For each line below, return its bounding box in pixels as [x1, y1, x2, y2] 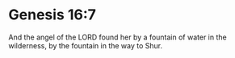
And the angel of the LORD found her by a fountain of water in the [8, 32, 228, 42]
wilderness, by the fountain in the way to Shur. [8, 40, 163, 50]
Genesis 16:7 [8, 6, 97, 24]
